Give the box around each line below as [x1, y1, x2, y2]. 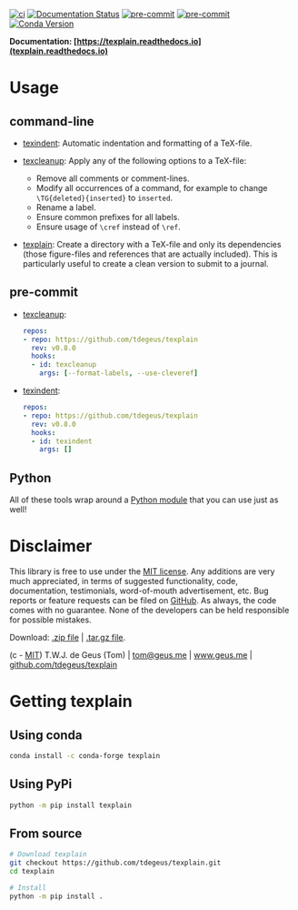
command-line [9, 114, 94, 129]
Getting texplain [9, 692, 134, 712]
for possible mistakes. [9, 614, 93, 625]
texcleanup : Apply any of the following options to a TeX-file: [22, 156, 247, 166]
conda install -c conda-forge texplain [9, 752, 161, 761]
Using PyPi [9, 776, 73, 792]
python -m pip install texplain [9, 801, 132, 810]
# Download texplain [9, 850, 88, 859]
